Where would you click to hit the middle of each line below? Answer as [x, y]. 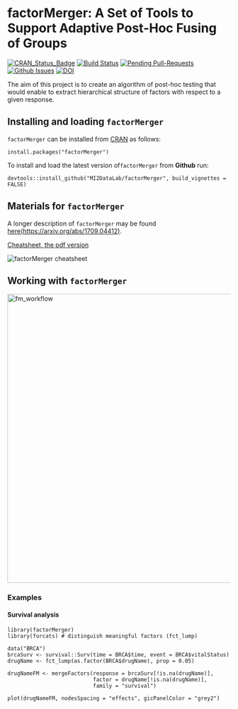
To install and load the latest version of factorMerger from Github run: [108, 165]
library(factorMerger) [41, 630]
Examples [25, 597]
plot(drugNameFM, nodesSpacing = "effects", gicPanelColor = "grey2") [114, 698]
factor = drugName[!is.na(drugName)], [150, 679]
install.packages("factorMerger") [58, 152]
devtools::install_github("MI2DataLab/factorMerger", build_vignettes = [117, 178]
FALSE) [17, 184]
